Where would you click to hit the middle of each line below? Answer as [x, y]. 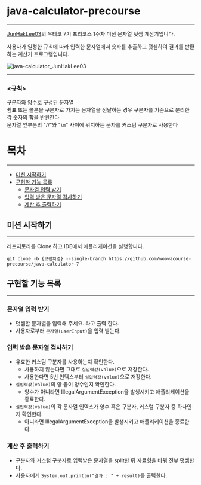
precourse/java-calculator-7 [43, 264]
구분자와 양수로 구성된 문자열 [40, 102]
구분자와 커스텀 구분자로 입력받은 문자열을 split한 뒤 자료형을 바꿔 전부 [97, 460]
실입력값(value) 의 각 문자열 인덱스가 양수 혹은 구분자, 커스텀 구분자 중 [96, 407]
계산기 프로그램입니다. [43, 54]
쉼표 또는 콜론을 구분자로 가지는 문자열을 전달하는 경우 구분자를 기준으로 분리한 [98, 110]
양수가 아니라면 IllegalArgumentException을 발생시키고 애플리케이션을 [107, 392]
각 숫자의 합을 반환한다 [33, 117]
